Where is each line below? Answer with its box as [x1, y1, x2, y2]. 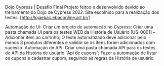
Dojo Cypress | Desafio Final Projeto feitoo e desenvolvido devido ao [5, 4, 145, 10]
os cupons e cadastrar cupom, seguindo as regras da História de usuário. [5, 55, 155, 61]
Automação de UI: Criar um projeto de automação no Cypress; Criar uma [5, 24, 153, 30]
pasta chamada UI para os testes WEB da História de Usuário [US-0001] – [5, 29, 156, 35]
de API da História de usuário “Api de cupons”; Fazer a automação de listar [5, 50, 157, 56]
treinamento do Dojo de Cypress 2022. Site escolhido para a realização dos [5, 9, 160, 15]
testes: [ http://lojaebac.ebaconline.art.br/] [5, 15, 90, 20]
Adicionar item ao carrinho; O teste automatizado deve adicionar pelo [5, 34, 147, 40]
